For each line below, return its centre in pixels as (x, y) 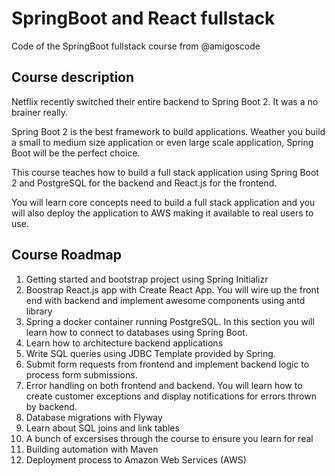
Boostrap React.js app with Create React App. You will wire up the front (172, 289)
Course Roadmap (66, 255)
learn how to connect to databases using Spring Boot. (136, 332)
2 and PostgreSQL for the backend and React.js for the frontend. (144, 183)
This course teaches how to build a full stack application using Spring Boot (165, 172)
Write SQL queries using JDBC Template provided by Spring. (150, 353)
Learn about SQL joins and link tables (102, 428)
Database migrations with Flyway (94, 417)
